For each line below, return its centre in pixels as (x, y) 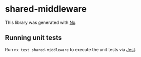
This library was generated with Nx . (41, 22)
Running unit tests (33, 38)
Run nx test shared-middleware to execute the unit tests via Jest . (71, 49)
